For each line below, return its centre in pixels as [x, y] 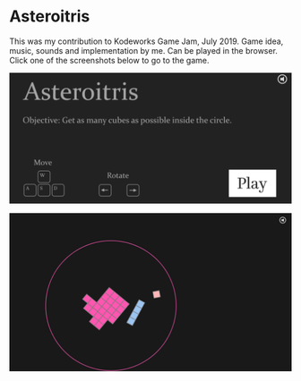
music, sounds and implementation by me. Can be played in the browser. [143, 50]
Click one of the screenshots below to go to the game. [109, 60]
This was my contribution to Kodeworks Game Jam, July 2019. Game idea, [146, 41]
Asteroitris [50, 17]
